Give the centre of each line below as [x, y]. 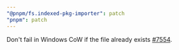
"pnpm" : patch [27, 20]
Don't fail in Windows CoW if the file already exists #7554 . [89, 39]
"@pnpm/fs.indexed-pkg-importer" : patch [66, 13]
